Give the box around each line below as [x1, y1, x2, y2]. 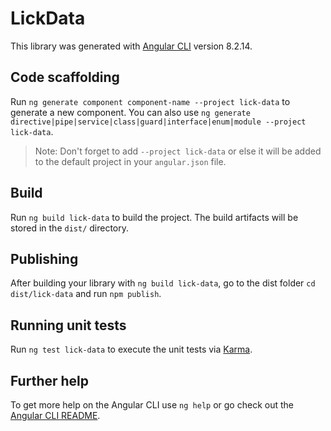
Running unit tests [10, 317, 127, 334]
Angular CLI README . [10, 410, 101, 421]
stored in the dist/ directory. [10, 222, 130, 234]
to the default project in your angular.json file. [34, 155, 227, 167]
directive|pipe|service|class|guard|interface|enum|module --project [10, 117, 307, 127]
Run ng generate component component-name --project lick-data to [10, 95, 291, 107]
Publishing [10, 250, 79, 267]
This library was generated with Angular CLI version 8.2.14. [10, 40, 253, 52]
